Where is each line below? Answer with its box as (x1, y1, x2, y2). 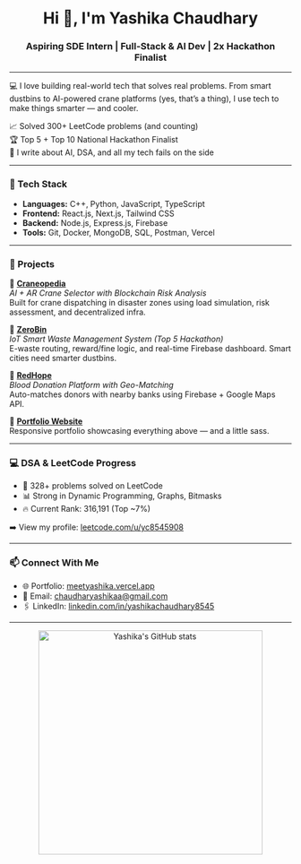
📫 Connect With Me (9, 557, 99, 569)
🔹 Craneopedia (9, 278, 66, 289)
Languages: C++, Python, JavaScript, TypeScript (21, 198, 206, 209)
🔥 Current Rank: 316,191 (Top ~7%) (21, 504, 150, 514)
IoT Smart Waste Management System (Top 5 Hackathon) (9, 333, 224, 344)
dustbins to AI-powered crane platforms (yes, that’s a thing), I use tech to (9, 93, 279, 104)
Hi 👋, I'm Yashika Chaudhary (43, 8, 258, 29)
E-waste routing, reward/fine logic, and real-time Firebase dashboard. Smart (9, 343, 291, 354)
